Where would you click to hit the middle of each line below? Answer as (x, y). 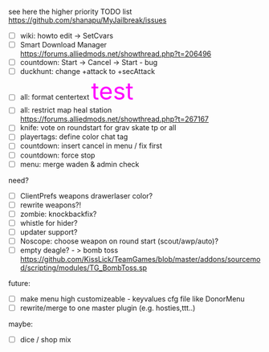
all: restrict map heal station (66, 110)
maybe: (21, 324)
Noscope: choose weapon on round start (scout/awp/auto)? (119, 241)
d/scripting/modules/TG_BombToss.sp (83, 268)
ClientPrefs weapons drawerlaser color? (86, 195)
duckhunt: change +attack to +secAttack (87, 72)
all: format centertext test (77, 91)
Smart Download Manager (63, 45)
